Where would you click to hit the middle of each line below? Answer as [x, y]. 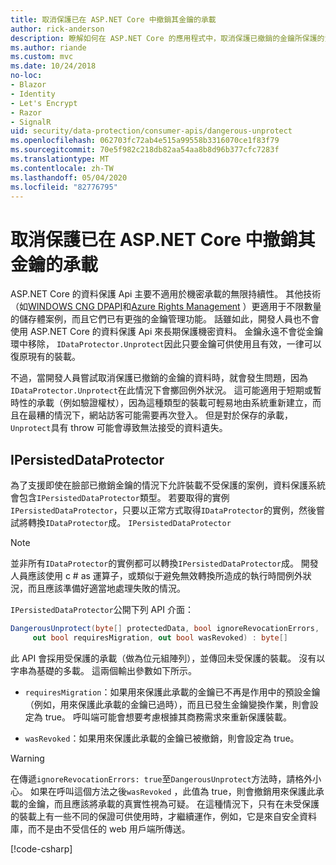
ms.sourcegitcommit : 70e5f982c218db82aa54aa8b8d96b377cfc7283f [145, 150]
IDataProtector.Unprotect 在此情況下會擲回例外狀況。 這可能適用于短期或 [161, 390]
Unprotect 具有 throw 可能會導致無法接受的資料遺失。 [119, 428]
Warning [27, 758]
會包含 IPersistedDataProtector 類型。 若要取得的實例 [120, 498]
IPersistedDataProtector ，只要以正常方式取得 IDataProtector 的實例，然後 [163, 510]
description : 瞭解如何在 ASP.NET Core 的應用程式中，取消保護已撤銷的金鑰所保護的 [167, 38]
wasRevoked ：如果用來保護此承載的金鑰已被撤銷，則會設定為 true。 [162, 738]
